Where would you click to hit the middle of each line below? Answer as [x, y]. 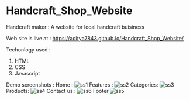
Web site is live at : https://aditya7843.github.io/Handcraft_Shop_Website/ [95, 38]
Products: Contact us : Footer [58, 91]
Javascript [27, 73]
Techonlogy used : [28, 49]
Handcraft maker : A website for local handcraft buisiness [75, 27]
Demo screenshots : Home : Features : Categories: [82, 85]
